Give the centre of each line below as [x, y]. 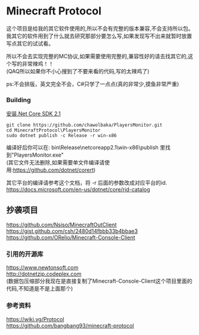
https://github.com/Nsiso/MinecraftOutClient [62, 225]
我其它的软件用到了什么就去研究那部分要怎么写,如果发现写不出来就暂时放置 [99, 36]
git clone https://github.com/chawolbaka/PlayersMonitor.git [84, 125]
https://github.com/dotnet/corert [54, 170]
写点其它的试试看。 [30, 43]
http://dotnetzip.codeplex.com [44, 274]
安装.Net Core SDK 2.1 [34, 114]
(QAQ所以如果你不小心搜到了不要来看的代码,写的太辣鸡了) [78, 71]
